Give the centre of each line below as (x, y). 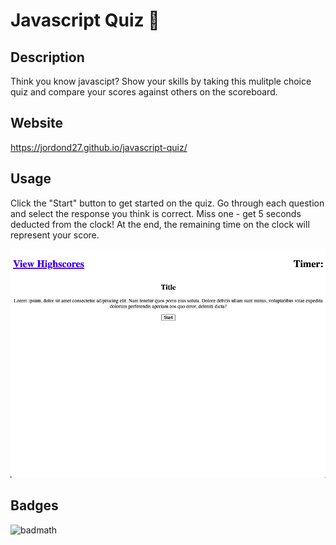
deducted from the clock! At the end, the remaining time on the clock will (160, 224)
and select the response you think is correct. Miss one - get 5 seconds (156, 213)
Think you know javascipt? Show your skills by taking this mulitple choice (161, 81)
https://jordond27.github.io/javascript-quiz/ (99, 147)
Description (47, 57)
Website (36, 123)
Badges (34, 505)
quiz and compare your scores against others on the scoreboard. (144, 92)
